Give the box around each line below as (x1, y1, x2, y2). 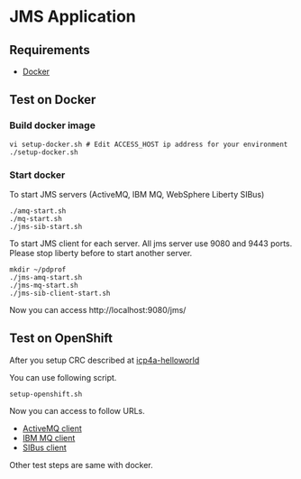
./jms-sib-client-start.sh (9, 289, 111, 298)
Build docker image (9, 119, 96, 132)
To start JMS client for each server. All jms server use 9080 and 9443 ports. (9, 237, 293, 249)
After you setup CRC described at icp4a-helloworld (9, 355, 200, 365)
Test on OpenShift (9, 331, 113, 346)
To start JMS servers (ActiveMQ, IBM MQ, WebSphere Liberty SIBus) (9, 189, 265, 199)
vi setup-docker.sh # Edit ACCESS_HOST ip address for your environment (9, 140, 288, 149)
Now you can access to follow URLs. (9, 405, 146, 416)
